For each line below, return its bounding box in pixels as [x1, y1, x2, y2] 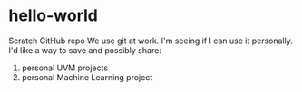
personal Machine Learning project [21, 71, 153, 82]
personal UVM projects [21, 62, 109, 73]
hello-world [8, 5, 99, 26]
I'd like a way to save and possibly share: [8, 44, 162, 55]
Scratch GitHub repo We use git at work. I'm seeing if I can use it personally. [8, 35, 294, 46]
